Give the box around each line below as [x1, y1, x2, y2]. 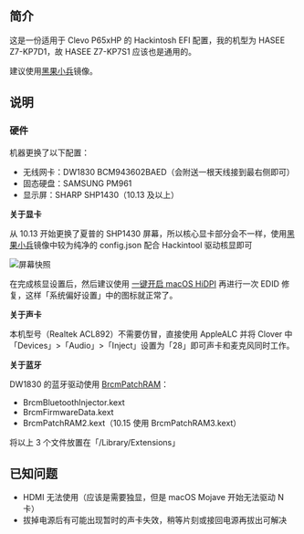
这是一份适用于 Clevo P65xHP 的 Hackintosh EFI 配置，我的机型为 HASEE [9, 35, 286, 46]
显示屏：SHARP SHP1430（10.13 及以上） [22, 189, 180, 200]
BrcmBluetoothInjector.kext [22, 396, 125, 408]
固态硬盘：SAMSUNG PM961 [22, 177, 132, 189]
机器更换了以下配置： [9, 147, 89, 158]
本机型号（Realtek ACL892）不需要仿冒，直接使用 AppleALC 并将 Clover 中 [9, 328, 293, 340]
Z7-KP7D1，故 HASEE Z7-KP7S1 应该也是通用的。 [9, 46, 197, 57]
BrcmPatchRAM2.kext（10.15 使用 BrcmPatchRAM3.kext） [22, 417, 242, 428]
